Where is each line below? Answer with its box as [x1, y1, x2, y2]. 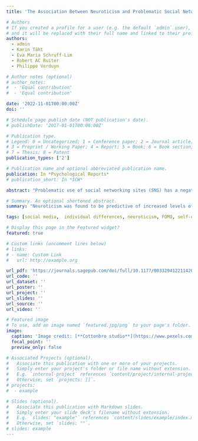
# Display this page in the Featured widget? [6, 225, 120, 231]
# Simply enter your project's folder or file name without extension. [6, 366, 192, 372]
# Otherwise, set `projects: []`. [6, 377, 96, 383]
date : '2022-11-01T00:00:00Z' [6, 101, 81, 107]
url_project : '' [6, 289, 46, 295]
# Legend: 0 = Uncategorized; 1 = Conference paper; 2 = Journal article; [6, 139, 194, 144]
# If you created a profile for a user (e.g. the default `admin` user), [6, 25, 192, 31]
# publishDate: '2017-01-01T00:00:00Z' [6, 122, 104, 129]
